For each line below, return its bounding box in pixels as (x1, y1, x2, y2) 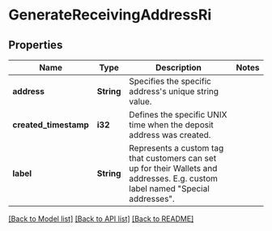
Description (155, 62, 202, 73)
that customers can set (129, 152, 217, 164)
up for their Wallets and (129, 163, 218, 173)
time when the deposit (129, 119, 215, 130)
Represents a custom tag (129, 143, 224, 153)
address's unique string (129, 86, 219, 96)
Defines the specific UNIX (129, 109, 227, 120)
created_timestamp (12, 119, 89, 130)
